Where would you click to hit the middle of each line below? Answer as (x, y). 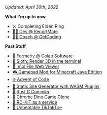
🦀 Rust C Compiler (31, 92)
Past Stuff (16, 46)
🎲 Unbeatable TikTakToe (37, 107)
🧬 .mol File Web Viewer (36, 66)
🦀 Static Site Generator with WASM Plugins (56, 86)
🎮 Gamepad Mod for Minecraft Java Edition (57, 72)
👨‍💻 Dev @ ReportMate (35, 31)
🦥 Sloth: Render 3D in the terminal (47, 61)
